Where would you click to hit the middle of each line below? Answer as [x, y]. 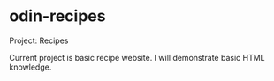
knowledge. [30, 67]
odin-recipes [57, 16]
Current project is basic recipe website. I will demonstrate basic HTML [137, 57]
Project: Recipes [39, 40]
